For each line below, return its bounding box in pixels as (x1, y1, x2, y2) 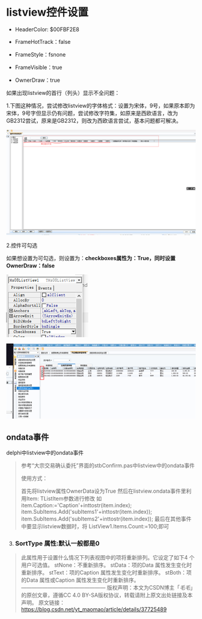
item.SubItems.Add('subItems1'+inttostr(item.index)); (20, 508, 152, 516)
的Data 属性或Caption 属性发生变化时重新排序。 (20, 576, 139, 584)
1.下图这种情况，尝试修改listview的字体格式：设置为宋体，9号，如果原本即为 (6, 102, 195, 109)
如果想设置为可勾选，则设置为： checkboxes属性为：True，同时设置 (6, 255, 176, 262)
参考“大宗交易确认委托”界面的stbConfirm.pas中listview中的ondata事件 (20, 462, 195, 469)
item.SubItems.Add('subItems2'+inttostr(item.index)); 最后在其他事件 (20, 515, 192, 523)
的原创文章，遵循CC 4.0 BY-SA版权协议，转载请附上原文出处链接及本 (20, 591, 193, 599)
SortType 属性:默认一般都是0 (14, 539, 100, 547)
